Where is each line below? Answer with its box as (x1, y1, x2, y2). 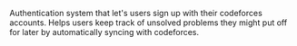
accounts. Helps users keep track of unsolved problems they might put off (9, 17, 288, 28)
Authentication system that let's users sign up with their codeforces (9, 8, 263, 18)
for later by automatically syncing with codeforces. (9, 27, 200, 37)
